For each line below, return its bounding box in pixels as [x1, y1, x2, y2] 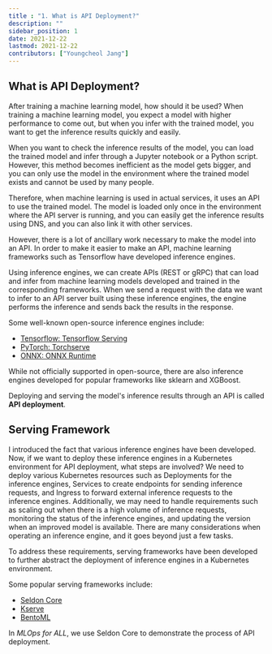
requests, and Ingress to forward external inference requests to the [8, 488, 233, 497]
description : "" [8, 19, 63, 28]
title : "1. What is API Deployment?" [8, 11, 140, 20]
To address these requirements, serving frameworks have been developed [8, 546, 258, 556]
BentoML [19, 612, 51, 622]
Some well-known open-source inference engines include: [8, 317, 205, 327]
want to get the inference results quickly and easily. [8, 127, 181, 136]
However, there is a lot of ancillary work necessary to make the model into [8, 234, 257, 244]
